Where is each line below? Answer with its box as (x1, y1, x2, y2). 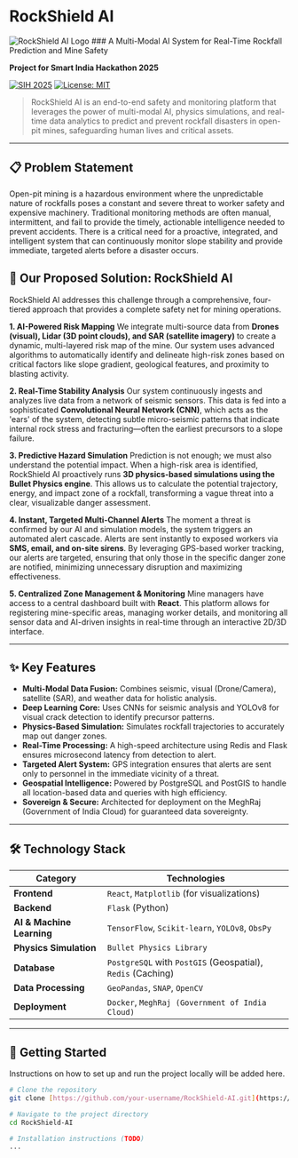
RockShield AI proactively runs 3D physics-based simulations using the (9, 468, 275, 479)
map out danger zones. (21, 731, 108, 741)
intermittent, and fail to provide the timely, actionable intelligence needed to (9, 216, 286, 228)
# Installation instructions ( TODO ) (9, 1134, 145, 1143)
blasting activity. (9, 368, 69, 379)
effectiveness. (9, 571, 61, 581)
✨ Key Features (9, 659, 96, 675)
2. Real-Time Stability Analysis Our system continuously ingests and (9, 385, 263, 396)
